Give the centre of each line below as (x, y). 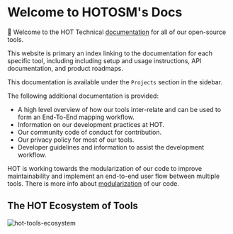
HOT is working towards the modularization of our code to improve (105, 168)
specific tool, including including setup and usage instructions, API (104, 60)
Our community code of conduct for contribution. (90, 132)
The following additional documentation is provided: (83, 96)
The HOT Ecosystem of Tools (73, 206)
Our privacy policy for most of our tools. (76, 140)
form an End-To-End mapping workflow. (76, 117)
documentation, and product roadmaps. (66, 68)
